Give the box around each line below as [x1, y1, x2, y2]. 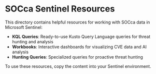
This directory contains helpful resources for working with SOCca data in [5, 19, 150, 25]
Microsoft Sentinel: [5, 24, 43, 30]
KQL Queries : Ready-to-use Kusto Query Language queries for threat [12, 34, 151, 39]
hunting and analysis [12, 38, 54, 44]
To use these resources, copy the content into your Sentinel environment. [5, 63, 151, 69]
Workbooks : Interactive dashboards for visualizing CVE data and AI [12, 44, 147, 49]
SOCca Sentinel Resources [5, 3, 115, 14]
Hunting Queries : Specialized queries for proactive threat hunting [12, 54, 143, 60]
